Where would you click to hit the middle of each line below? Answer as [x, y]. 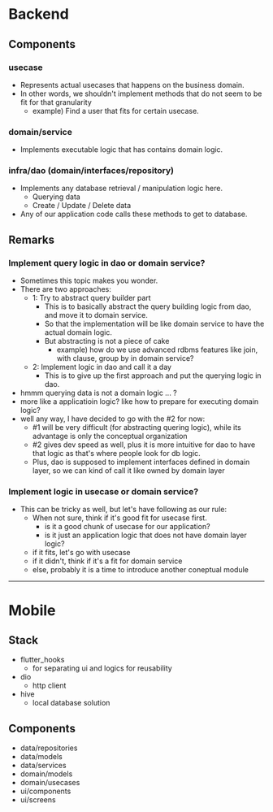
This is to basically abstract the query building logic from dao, [148, 306]
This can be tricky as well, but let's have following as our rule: [123, 510]
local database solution [71, 703]
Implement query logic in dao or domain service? [107, 263]
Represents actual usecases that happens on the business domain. [132, 85]
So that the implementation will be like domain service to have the [154, 324]
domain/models [46, 774]
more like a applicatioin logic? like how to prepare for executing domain [139, 402]
